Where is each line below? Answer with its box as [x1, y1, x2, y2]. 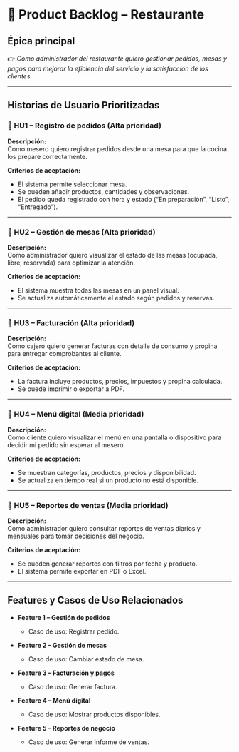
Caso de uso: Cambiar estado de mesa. [28, 654, 144, 663]
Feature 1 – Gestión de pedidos [17, 613, 110, 621]
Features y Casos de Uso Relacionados [7, 594, 184, 606]
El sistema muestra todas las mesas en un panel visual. [17, 285, 179, 295]
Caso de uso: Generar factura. [28, 682, 117, 691]
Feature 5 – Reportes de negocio [17, 723, 116, 732]
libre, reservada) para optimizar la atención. [7, 258, 135, 267]
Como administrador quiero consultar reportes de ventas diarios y [7, 524, 201, 532]
